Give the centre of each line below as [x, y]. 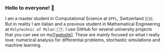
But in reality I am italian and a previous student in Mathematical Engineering [83, 24]
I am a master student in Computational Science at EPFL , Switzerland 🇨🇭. [80, 19]
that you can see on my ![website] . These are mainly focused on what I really [82, 35]
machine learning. [23, 45]
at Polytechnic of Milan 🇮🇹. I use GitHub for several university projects [79, 29]
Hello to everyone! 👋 [30, 8]
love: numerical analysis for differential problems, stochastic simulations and [82, 40]
